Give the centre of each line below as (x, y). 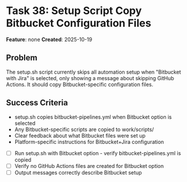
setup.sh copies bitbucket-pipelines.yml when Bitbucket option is (93, 117)
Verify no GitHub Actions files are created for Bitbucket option (89, 166)
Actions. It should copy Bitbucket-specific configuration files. (80, 84)
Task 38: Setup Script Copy (74, 11)
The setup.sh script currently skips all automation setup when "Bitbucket (93, 72)
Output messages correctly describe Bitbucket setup (78, 172)
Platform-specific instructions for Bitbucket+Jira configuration (89, 142)
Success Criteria (37, 103)
